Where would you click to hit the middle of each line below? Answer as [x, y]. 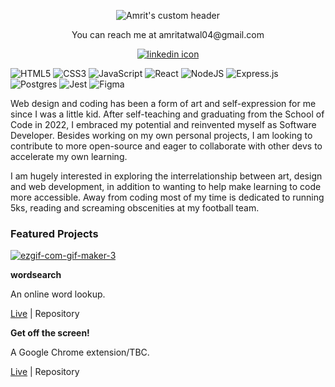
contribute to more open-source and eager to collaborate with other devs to [166, 146]
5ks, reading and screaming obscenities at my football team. [135, 208]
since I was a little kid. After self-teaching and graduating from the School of [167, 114]
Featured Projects [54, 233]
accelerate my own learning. [69, 156]
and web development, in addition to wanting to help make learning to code [166, 186]
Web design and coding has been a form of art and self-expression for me [163, 103]
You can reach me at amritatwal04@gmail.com [168, 34]
